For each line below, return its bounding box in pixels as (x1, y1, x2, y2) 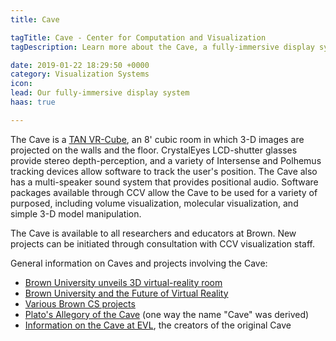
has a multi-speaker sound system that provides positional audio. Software (10, 176, 319, 188)
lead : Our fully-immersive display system (10, 88, 190, 98)
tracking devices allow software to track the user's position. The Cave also (10, 165, 318, 177)
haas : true (10, 97, 56, 107)
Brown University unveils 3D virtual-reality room (24, 276, 223, 288)
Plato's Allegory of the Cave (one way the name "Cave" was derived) (24, 308, 310, 320)
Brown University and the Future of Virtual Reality (24, 287, 229, 299)
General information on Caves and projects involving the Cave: (10, 257, 268, 269)
